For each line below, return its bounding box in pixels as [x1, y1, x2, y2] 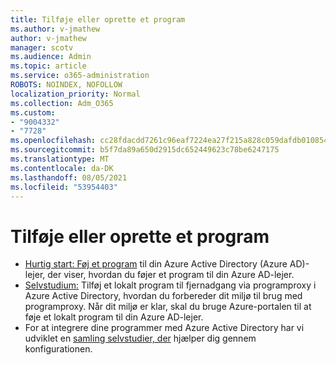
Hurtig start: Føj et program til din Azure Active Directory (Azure [24, 258, 288, 270]
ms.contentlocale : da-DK [10, 163, 114, 173]
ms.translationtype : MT [10, 154, 110, 164]
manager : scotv [10, 42, 74, 53]
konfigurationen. [24, 343, 93, 355]
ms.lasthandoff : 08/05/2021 [10, 172, 128, 183]
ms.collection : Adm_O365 [10, 98, 114, 108]
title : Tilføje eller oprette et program [10, 14, 186, 25]
